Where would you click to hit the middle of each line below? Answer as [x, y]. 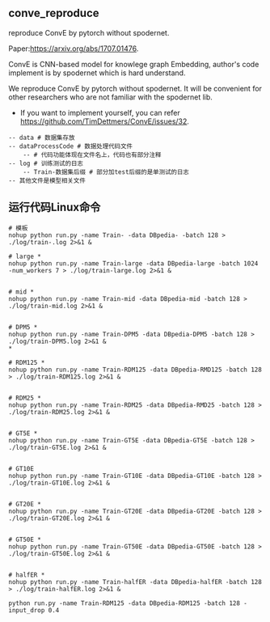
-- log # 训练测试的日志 [46, 163]
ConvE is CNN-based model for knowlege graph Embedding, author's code [134, 64]
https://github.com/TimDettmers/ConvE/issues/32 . [105, 121]
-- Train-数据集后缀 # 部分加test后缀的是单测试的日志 [106, 172]
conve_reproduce [54, 13]
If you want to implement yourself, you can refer [100, 112]
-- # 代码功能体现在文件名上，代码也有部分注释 [92, 154]
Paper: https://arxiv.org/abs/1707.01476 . [74, 49]
